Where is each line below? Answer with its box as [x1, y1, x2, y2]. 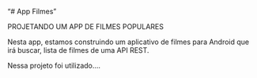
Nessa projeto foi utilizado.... [7, 61, 100, 70]
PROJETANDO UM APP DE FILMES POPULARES [7, 22, 164, 31]
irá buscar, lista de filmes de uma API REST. [7, 46, 149, 54]
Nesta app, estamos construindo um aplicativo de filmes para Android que [7, 37, 250, 46]
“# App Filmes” [7, 7, 57, 16]
